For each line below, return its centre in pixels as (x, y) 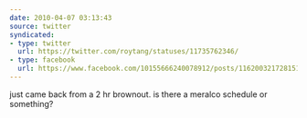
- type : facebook (42, 60)
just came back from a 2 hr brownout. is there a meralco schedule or (138, 94)
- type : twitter (40, 43)
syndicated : (32, 34)
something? (32, 103)
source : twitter (40, 26)
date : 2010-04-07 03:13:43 (61, 18)
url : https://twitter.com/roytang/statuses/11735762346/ (128, 52)
